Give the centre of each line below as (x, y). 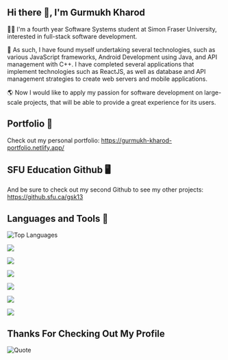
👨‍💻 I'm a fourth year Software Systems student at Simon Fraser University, (112, 29)
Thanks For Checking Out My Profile (86, 334)
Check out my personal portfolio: (53, 140)
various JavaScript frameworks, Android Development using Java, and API (112, 57)
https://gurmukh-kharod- (137, 140)
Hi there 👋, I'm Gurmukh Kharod (76, 13)
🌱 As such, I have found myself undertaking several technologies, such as (111, 49)
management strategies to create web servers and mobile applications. (107, 79)
